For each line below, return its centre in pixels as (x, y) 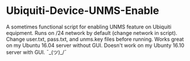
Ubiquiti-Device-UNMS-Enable (83, 11)
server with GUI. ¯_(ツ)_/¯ (37, 52)
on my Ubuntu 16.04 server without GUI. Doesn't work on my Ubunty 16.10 (95, 45)
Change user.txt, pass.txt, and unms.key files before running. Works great (95, 39)
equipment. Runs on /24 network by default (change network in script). (92, 33)
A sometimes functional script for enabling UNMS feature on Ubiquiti (89, 27)
